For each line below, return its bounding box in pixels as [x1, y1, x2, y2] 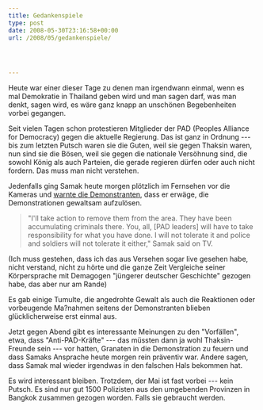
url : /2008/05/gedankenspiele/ [8, 33, 112, 42]
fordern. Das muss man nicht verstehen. [8, 166, 139, 175]
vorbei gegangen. [8, 109, 67, 118]
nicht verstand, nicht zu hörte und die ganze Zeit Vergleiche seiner [8, 262, 226, 272]
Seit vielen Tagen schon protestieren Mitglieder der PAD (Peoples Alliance [8, 124, 250, 133]
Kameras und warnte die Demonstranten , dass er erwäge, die [8, 190, 209, 199]
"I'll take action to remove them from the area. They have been [27, 213, 232, 223]
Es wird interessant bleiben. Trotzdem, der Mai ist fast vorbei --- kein [8, 376, 234, 385]
